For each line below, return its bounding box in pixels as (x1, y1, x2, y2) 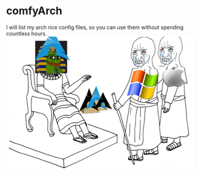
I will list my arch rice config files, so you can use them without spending (6, 24, 184, 31)
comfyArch (6, 4, 62, 18)
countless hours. (6, 30, 47, 37)
